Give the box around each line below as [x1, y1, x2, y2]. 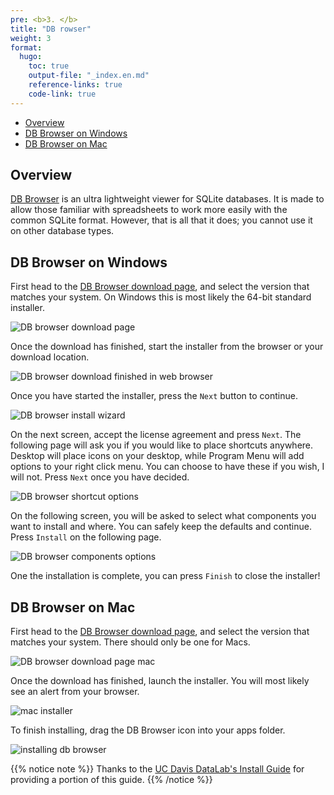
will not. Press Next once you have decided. [10, 471, 190, 483]
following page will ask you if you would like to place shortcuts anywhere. [10, 439, 314, 451]
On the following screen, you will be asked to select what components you [10, 510, 317, 522]
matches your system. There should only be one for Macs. [10, 636, 251, 648]
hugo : [19, 52, 43, 62]
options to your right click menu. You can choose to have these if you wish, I [10, 461, 325, 473]
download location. [10, 351, 90, 363]
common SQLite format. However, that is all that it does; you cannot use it [10, 214, 313, 226]
